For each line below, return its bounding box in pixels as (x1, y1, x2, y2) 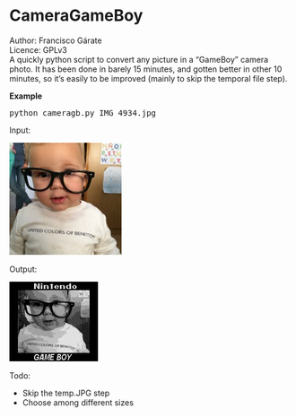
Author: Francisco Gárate (9, 35, 102, 46)
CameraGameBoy (9, 5, 144, 26)
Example (9, 91, 43, 101)
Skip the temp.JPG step (22, 387, 110, 398)
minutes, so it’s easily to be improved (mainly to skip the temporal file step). (9, 73, 288, 83)
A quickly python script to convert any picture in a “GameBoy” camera (9, 54, 269, 65)
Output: (9, 264, 38, 274)
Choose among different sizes (22, 396, 135, 408)
